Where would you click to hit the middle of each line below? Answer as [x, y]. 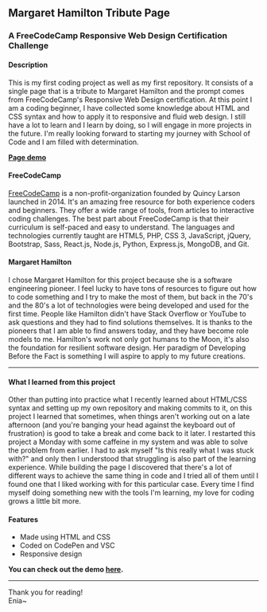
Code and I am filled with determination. [74, 142]
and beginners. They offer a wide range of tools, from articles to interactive [131, 210]
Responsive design [51, 554]
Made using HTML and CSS [65, 537]
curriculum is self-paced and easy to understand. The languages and [122, 227]
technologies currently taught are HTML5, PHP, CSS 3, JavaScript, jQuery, [130, 235]
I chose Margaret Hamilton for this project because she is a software [120, 280]
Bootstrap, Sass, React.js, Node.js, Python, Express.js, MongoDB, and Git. [129, 244]
